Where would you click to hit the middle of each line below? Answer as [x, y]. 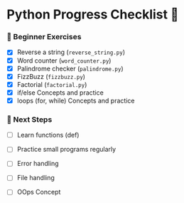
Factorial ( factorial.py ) [52, 84]
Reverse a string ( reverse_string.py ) [71, 52]
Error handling [38, 164]
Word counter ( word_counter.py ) [64, 61]
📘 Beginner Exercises [44, 37]
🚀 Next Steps [29, 119]
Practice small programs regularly [66, 150]
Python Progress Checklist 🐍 [93, 15]
